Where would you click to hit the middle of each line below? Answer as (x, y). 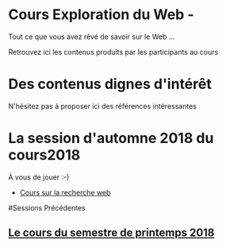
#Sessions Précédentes (47, 207)
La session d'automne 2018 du (111, 139)
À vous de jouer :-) (39, 177)
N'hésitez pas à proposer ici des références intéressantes (102, 106)
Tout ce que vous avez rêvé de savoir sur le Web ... (92, 37)
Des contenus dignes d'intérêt (110, 84)
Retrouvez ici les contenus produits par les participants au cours (113, 52)
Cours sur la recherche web (65, 192)
